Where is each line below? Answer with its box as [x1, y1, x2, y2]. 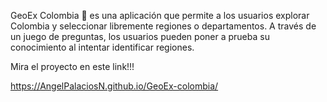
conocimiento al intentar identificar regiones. [10, 41, 195, 53]
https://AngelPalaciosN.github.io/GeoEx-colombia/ [10, 80, 219, 92]
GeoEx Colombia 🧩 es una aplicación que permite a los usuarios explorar [10, 10, 310, 21]
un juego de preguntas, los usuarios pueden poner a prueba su [10, 31, 270, 42]
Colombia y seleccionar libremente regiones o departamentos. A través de [10, 20, 317, 32]
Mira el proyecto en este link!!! [10, 61, 135, 72]
